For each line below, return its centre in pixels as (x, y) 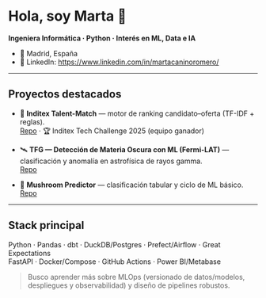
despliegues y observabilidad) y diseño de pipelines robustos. (129, 285)
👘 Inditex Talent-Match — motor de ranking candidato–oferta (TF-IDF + (137, 113)
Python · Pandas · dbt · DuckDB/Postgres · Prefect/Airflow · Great (114, 244)
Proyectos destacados (65, 94)
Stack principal (46, 225)
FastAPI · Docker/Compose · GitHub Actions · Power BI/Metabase (115, 262)
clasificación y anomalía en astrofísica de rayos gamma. (111, 161)
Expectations (30, 253)
